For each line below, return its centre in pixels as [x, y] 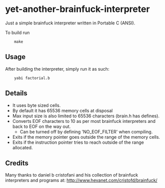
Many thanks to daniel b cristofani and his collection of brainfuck [72, 175]
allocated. [23, 147]
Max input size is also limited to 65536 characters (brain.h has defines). [86, 116]
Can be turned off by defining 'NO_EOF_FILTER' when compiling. [86, 132]
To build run [17, 32]
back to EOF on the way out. [41, 126]
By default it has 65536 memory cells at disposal [63, 110]
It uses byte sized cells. [36, 105]
